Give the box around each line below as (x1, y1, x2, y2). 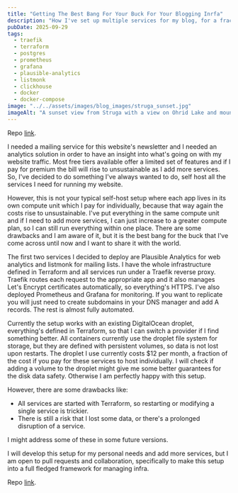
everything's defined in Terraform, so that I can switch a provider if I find (7, 327, 220, 335)
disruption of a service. (17, 421, 86, 430)
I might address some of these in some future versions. (7, 435, 169, 443)
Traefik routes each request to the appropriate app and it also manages (7, 275, 215, 283)
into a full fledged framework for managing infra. (7, 464, 149, 472)
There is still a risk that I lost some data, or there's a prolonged (17, 414, 200, 422)
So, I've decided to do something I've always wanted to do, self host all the (7, 172, 227, 181)
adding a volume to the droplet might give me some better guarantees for (7, 364, 222, 373)
